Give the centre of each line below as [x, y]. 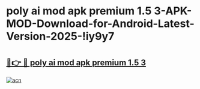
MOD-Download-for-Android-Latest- [101, 24]
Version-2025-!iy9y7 [60, 36]
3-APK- [173, 11]
